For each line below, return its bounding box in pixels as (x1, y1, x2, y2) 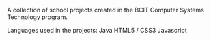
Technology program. (7, 13, 68, 21)
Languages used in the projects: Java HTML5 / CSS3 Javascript (7, 27, 188, 34)
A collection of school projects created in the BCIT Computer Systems (7, 6, 205, 14)
